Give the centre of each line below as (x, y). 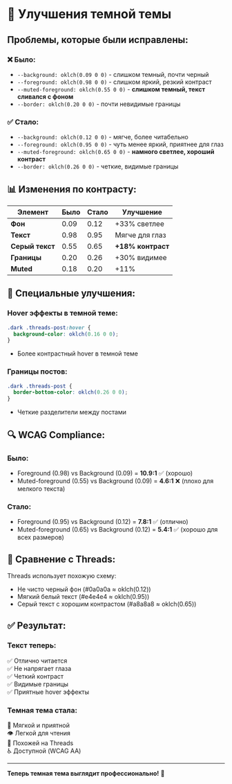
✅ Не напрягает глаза (39, 668)
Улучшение (142, 212)
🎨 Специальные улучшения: (71, 294)
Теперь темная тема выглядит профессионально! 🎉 (86, 773)
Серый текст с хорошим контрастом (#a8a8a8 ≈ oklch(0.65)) (107, 604)
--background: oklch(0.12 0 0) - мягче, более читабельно (103, 137)
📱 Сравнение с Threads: (61, 559)
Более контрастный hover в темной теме (77, 354)
